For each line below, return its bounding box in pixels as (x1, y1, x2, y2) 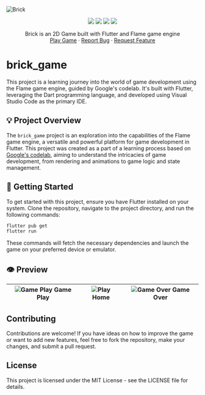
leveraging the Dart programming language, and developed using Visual (6, 91, 187, 98)
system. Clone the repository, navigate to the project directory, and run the (6, 205, 194, 212)
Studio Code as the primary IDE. (6, 98, 87, 105)
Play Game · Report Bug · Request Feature (49, 37, 156, 44)
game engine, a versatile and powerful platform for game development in (6, 138, 190, 145)
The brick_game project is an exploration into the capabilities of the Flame (6, 131, 190, 139)
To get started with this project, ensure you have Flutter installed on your (6, 198, 189, 205)
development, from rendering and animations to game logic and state (6, 158, 181, 165)
